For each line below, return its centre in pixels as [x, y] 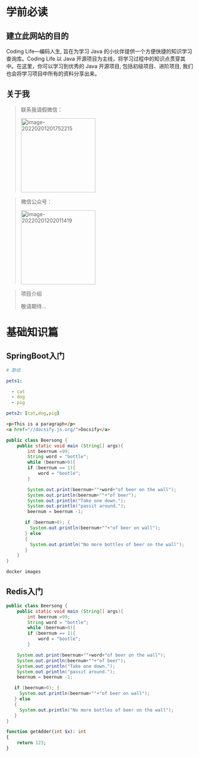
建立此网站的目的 [37, 36]
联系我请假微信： [42, 109]
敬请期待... [33, 306]
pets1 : [14, 381]
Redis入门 [25, 592]
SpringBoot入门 [36, 356]
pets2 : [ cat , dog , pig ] [33, 413]
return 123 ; [31, 743]
